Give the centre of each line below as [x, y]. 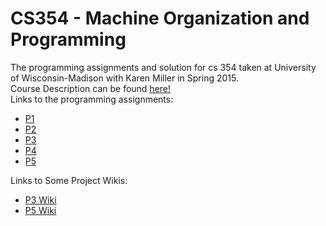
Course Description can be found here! [91, 88]
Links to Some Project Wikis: [69, 180]
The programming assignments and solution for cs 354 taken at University [163, 67]
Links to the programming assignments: [92, 99]
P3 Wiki [40, 199]
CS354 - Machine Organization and [160, 18]
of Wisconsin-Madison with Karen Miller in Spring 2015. [124, 78]
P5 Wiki [40, 210]
